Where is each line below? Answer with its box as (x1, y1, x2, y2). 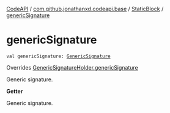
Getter (6, 87, 23, 95)
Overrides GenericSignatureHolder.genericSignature (6, 64, 139, 71)
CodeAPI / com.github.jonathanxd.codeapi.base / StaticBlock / (6, 5, 164, 12)
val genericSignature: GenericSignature (6, 53, 111, 59)
